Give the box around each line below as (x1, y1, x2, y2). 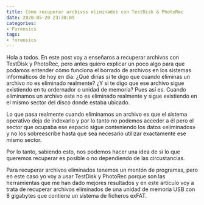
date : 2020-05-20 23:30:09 (6, 15, 75, 21)
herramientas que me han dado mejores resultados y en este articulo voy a (6, 180, 194, 186)
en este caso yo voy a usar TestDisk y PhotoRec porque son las (6, 173, 166, 180)
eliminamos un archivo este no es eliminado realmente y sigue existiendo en (6, 92, 197, 99)
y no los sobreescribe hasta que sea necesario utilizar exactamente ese (6, 130, 187, 137)
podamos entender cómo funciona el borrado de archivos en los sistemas (6, 67, 192, 73)
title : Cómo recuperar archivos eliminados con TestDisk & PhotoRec (6, 8, 184, 15)
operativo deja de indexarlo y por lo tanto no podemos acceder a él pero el (6, 117, 194, 124)
